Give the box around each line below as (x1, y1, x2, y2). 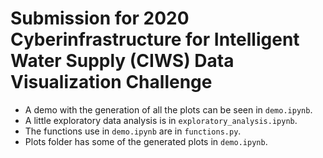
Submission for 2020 (10, 7, 190, 30)
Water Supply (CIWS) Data (10, 50, 235, 72)
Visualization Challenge (10, 71, 213, 94)
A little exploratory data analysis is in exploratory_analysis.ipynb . (24, 114, 298, 126)
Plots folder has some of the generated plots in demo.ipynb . (24, 135, 268, 147)
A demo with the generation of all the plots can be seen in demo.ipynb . (24, 103, 313, 116)
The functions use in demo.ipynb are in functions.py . (24, 125, 242, 137)
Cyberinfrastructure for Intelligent (10, 28, 300, 51)
